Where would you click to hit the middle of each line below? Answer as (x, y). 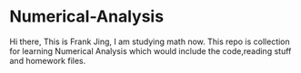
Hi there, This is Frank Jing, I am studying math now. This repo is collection (150, 41)
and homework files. (48, 60)
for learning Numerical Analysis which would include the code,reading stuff (150, 50)
